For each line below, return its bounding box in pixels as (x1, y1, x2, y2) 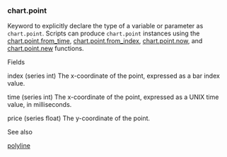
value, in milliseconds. (7, 100, 72, 109)
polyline (7, 141, 30, 150)
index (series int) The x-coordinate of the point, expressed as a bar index (7, 71, 221, 80)
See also (7, 128, 33, 136)
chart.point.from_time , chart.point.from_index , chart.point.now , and (7, 37, 203, 45)
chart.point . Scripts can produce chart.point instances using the (7, 29, 200, 37)
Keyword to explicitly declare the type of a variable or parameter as (7, 22, 204, 30)
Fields (7, 58, 25, 66)
